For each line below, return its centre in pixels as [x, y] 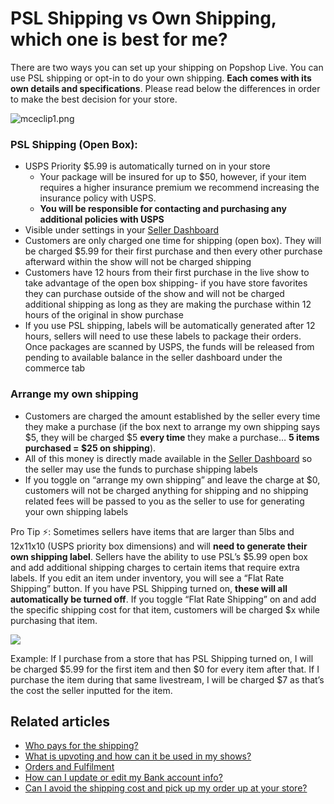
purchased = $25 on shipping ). [90, 448]
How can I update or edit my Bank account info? [123, 778]
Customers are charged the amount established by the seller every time [172, 416]
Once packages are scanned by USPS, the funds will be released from [169, 347]
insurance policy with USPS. [98, 198]
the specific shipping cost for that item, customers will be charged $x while [165, 609]
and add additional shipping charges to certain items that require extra [155, 567]
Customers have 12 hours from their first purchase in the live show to [167, 273]
